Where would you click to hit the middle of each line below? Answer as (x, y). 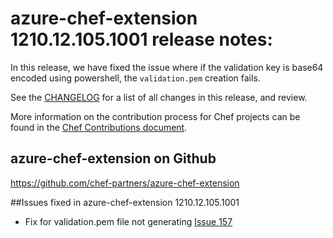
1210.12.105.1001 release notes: (141, 39)
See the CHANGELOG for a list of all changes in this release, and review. (159, 97)
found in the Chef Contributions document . (99, 127)
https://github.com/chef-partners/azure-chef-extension (125, 183)
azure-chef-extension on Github (113, 158)
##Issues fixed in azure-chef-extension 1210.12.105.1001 (125, 202)
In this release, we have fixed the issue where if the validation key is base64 (167, 67)
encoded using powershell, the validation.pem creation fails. (135, 78)
